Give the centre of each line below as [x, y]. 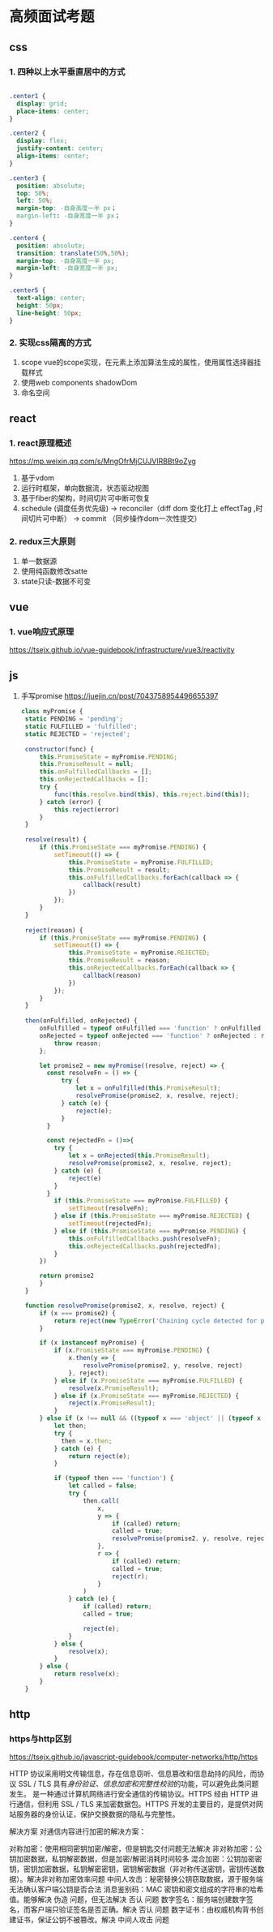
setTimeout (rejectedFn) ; [110, 1224]
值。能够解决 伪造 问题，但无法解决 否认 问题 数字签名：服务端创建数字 [128, 1900]
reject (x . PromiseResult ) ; [112, 1403]
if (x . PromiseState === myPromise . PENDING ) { [132, 1351]
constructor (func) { [59, 749]
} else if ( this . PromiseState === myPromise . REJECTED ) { [152, 1216]
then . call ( [101, 1501]
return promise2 [66, 1276]
